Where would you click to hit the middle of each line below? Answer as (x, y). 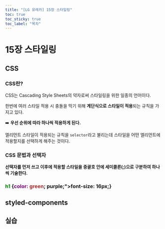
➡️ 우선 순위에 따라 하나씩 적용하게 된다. (43, 123)
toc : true (15, 14)
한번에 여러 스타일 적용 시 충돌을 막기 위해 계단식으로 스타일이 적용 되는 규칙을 (80, 106)
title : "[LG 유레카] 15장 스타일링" (39, 10)
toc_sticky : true (23, 19)
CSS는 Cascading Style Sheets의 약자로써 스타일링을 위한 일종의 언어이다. (78, 96)
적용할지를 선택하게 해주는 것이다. (38, 141)
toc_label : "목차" (23, 24)
